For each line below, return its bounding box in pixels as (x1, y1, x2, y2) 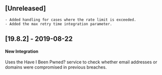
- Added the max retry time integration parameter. (5, 21, 112, 26)
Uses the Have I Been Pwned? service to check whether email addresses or (5, 59, 158, 65)
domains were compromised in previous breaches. (5, 64, 107, 70)
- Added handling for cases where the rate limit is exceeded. (5, 17, 137, 22)
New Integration (5, 48, 39, 54)
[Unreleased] (5, 4, 46, 13)
